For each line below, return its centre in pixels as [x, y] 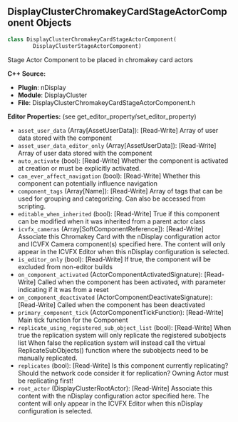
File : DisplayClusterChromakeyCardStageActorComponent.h [107, 102]
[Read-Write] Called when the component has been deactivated [111, 305]
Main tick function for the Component [73, 320]
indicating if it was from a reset [63, 289]
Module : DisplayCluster [52, 95]
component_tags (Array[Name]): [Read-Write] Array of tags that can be [120, 191]
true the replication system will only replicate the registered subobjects [122, 335]
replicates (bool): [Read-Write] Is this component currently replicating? [123, 365]
